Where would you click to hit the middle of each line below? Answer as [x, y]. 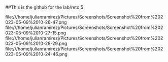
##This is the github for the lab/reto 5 [44, 7]
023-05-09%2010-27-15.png [36, 33]
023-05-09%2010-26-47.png [36, 22]
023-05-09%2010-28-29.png [36, 43]
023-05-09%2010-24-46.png [36, 54]
